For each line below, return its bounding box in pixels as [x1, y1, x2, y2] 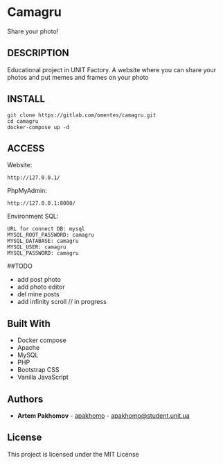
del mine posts [17, 290, 60, 298]
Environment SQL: [7, 212, 59, 221]
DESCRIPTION [7, 47, 69, 59]
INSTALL [7, 93, 46, 105]
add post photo [17, 276, 61, 284]
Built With [7, 317, 51, 330]
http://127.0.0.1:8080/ [7, 200, 76, 207]
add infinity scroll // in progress [17, 298, 107, 306]
